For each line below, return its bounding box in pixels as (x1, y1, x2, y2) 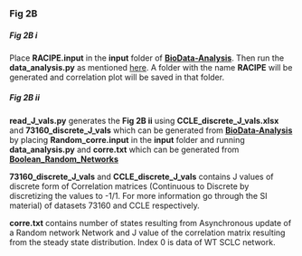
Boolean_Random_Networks (9, 153, 119, 165)
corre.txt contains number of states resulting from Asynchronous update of (9, 217, 292, 228)
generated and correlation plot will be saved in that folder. (9, 71, 224, 82)
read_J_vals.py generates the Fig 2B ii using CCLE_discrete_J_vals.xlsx (9, 115, 279, 126)
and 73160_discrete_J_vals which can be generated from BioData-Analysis (9, 125, 293, 136)
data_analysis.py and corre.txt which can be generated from (9, 144, 240, 155)
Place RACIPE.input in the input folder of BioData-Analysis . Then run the (9, 52, 285, 63)
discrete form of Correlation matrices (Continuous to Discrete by (9, 180, 250, 192)
